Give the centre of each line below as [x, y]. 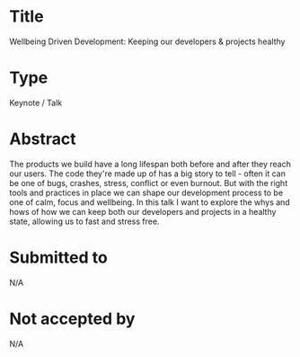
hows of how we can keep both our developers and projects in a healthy [143, 211]
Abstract [43, 139]
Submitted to [58, 257]
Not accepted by [72, 319]
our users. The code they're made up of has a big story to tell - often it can [147, 174]
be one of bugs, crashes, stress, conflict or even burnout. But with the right [149, 183]
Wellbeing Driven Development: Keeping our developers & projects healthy [147, 41]
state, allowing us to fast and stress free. [84, 221]
